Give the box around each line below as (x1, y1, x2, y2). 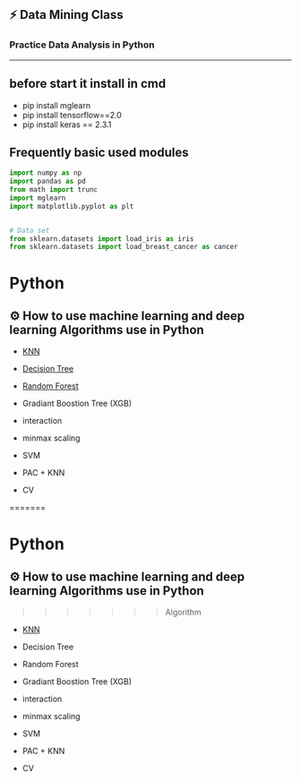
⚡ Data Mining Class (9, 7, 124, 22)
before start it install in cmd (9, 76, 167, 91)
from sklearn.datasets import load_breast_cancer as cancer (9, 243, 239, 252)
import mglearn (9, 193, 66, 202)
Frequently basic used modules (9, 144, 189, 159)
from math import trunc (9, 185, 99, 194)
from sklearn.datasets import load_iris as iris (9, 234, 194, 244)
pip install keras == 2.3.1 (21, 119, 112, 130)
